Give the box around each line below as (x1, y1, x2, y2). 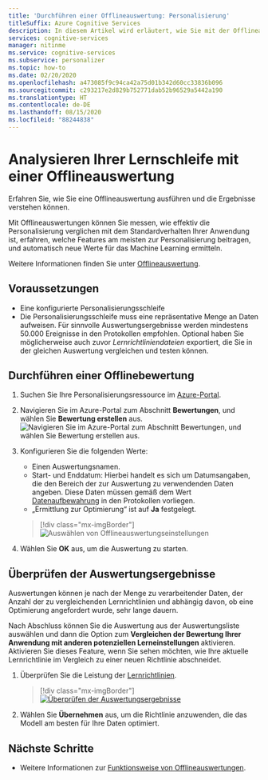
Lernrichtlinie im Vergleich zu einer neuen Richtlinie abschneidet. (8, 655, 222, 665)
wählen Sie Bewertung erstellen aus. (19, 414, 144, 424)
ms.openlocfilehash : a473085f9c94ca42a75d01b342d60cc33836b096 (8, 78, 223, 86)
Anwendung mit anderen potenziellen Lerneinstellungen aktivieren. (8, 638, 235, 648)
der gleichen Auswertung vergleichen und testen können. (19, 346, 209, 355)
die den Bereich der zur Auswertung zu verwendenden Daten (31, 479, 234, 489)
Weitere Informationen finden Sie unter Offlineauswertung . (8, 258, 201, 268)
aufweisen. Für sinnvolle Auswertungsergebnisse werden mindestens (19, 320, 249, 330)
